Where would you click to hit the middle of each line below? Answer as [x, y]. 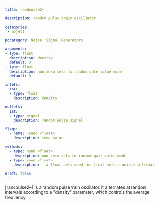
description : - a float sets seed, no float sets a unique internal [84, 165]
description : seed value [39, 138]
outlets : [14, 107]
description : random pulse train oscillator [51, 18]
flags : [12, 129]
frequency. [16, 198]
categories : [17, 27]
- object [16, 31]
